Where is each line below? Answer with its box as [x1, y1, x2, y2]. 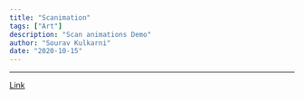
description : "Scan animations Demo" [9, 30, 152, 39]
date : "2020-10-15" [9, 47, 83, 56]
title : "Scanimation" [9, 13, 91, 22]
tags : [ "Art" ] [9, 22, 63, 31]
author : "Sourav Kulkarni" [9, 38, 111, 48]
